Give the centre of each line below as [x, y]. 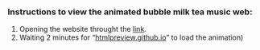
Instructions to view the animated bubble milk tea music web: [130, 12]
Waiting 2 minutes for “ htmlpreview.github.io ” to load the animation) [131, 37]
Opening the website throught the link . [83, 29]
